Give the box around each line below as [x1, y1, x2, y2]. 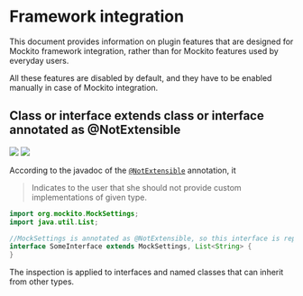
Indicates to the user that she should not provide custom [31, 182, 242, 193]
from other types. [9, 276, 75, 287]
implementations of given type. [31, 192, 147, 202]
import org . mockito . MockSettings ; [9, 209, 140, 218]
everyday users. [9, 55, 69, 66]
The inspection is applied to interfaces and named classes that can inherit [9, 267, 284, 278]
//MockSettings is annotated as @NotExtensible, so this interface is [9, 234, 280, 243]
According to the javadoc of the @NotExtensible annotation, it [9, 165, 236, 175]
